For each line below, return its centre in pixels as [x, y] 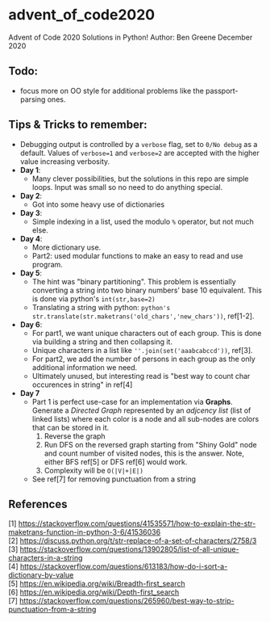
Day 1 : [30, 170]
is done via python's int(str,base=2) [93, 298]
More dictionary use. [66, 247]
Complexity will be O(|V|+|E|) [93, 470]
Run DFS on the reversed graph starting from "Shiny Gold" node [150, 444]
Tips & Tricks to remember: [78, 125]
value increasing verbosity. [65, 161]
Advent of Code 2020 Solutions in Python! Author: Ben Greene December [131, 37]
